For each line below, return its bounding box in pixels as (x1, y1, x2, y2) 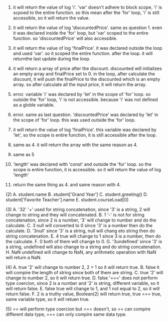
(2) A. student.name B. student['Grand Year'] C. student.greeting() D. (6, 191, 148, 197)
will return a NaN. (6, 255, 42, 260)
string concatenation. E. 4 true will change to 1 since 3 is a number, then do (6, 233, 161, 239)
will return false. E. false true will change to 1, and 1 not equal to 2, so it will (6, 286, 160, 291)
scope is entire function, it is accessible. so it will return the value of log (13, 167, 161, 172)
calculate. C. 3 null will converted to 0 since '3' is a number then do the (6, 223, 153, 228)
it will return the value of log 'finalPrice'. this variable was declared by (13, 127, 157, 133)
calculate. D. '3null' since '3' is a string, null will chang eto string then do (6, 228, 155, 234)
